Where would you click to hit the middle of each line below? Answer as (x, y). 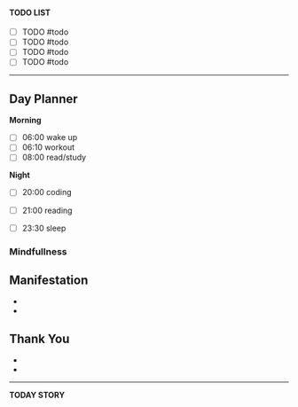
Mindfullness (38, 251)
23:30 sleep (44, 228)
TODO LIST (30, 12)
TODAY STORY (37, 395)
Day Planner (43, 99)
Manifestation (49, 280)
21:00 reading (47, 210)
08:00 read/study (54, 157)
